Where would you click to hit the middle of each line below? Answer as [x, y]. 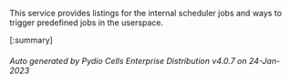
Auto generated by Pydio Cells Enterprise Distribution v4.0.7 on [128, 60]
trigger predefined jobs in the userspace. [87, 23]
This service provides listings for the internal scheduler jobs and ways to [146, 13]
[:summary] [31, 40]
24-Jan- [265, 60]
